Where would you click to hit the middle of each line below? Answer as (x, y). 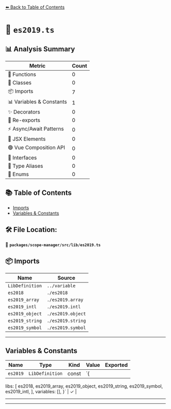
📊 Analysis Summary (40, 49)
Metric (37, 66)
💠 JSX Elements (27, 139)
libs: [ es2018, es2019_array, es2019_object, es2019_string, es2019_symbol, (84, 386)
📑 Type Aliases (25, 166)
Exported (117, 365)
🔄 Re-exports (24, 120)
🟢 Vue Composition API (36, 148)
